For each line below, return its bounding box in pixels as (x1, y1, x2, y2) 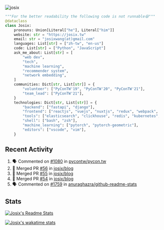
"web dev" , (22, 55, 45, 59)
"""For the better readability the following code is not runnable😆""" (5, 14, 156, 19)
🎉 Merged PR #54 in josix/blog (12, 176, 74, 182)
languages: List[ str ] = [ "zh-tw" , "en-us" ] (14, 41, 104, 46)
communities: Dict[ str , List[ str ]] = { (14, 82, 95, 87)
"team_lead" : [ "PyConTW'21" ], (22, 91, 84, 96)
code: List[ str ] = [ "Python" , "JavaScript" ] (14, 46, 106, 51)
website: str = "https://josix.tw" (14, 32, 86, 37)
